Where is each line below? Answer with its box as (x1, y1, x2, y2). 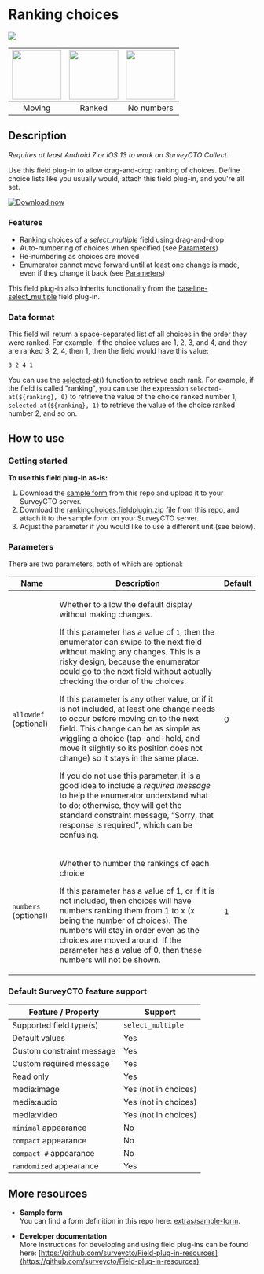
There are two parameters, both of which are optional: (8, 559, 183, 568)
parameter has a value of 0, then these (59, 945, 203, 956)
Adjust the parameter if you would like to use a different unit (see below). (19, 522, 256, 531)
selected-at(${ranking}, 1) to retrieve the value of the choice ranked (8, 400, 236, 410)
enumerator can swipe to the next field (59, 636, 203, 647)
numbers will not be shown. (59, 954, 161, 965)
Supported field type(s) (12, 1020, 99, 1031)
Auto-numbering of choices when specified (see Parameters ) (19, 243, 218, 253)
